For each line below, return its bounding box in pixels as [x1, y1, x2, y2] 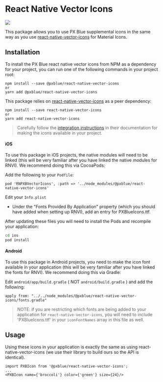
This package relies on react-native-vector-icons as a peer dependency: [5, 98, 152, 104]
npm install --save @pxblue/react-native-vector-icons [5, 81, 119, 86]
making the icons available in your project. [17, 130, 103, 135]
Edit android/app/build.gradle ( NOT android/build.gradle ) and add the [5, 279, 153, 285]
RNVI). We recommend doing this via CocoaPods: [5, 162, 105, 168]
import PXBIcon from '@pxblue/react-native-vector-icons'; [5, 363, 128, 369]
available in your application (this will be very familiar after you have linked [5, 264, 155, 270]
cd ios [5, 233, 19, 238]
